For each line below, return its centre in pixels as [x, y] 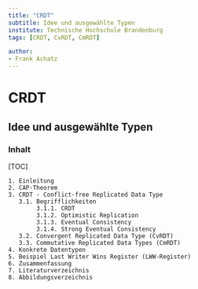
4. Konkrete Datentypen [47, 250]
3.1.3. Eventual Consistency [84, 222]
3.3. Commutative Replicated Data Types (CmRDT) [99, 243]
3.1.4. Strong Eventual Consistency [96, 229]
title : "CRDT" [31, 15]
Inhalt [20, 149]
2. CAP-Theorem [33, 187]
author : [21, 52]
